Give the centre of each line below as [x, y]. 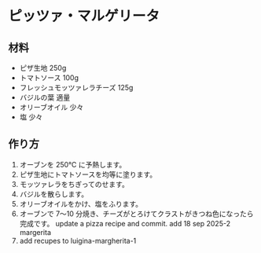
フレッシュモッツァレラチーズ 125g [76, 88]
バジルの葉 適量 [45, 97]
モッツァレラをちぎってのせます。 [74, 184]
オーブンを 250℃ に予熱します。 [73, 164]
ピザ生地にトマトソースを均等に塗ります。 [88, 174]
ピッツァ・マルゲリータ [84, 16]
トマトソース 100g [49, 78]
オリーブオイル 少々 [51, 107]
